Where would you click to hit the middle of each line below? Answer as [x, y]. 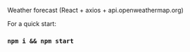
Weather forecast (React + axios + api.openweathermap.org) [96, 10]
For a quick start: [32, 24]
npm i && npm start [40, 41]
